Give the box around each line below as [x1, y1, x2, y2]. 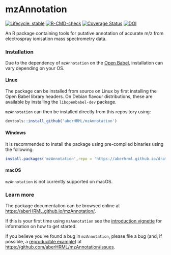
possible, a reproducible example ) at [5, 238, 82, 244]
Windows [5, 130, 26, 136]
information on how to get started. [5, 223, 77, 229]
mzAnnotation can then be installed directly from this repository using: [5, 109, 151, 115]
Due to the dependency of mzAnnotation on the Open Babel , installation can [5, 60, 163, 66]
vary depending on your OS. [5, 65, 65, 72]
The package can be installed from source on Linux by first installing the [5, 88, 157, 94]
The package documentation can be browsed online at [5, 202, 120, 209]
